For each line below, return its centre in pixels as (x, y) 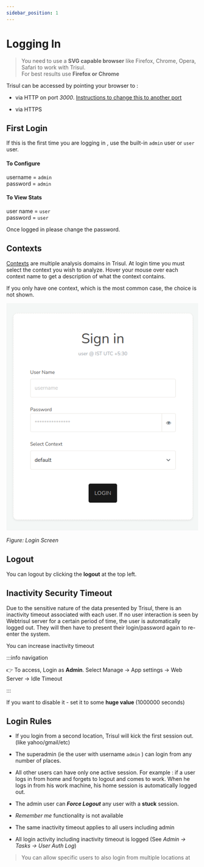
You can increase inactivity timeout (50, 646)
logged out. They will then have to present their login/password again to (97, 627)
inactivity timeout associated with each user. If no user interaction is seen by (102, 614)
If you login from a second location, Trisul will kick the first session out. (104, 736)
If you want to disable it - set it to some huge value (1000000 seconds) (96, 702)
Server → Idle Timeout (34, 678)
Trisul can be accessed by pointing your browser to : (72, 85)
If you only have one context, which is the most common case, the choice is (101, 288)
